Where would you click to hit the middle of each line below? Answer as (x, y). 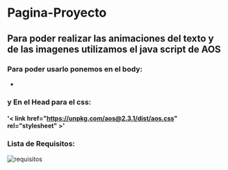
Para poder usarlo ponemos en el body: (75, 69)
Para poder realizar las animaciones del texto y (111, 39)
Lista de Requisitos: (41, 144)
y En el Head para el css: (49, 102)
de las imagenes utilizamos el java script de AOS (114, 49)
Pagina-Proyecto (57, 13)
